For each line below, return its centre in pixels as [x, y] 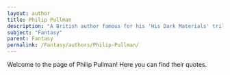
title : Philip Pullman [39, 20]
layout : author [29, 13]
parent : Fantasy [30, 39]
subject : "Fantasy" [35, 32]
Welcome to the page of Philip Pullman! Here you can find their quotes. [107, 64]
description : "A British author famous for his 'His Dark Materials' [108, 26]
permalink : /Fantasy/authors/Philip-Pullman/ [73, 45]
